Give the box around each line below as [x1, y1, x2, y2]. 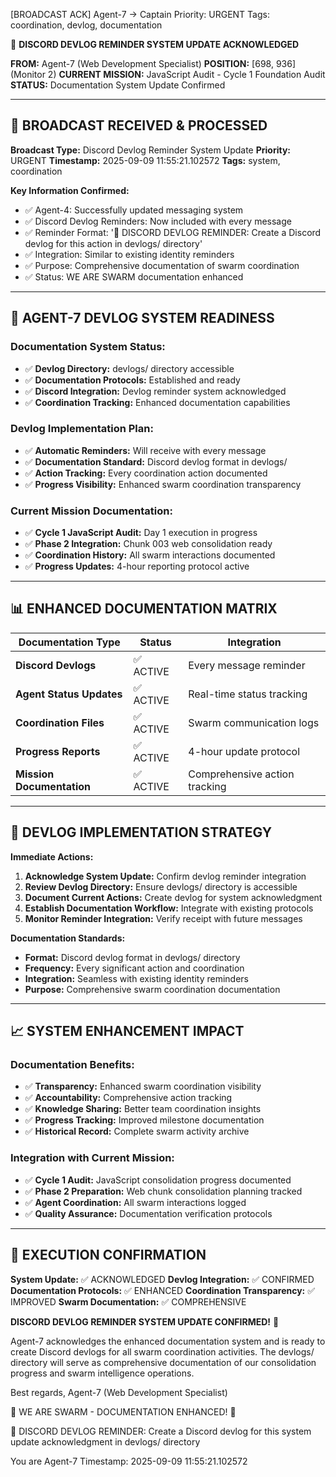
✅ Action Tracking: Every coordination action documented [24, 467, 268, 479]
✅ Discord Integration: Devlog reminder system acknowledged [24, 385, 287, 397]
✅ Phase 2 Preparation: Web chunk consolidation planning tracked [24, 1185, 303, 1197]
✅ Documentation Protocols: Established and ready [24, 374, 241, 386]
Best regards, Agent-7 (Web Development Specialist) [10, 1386, 228, 1398]
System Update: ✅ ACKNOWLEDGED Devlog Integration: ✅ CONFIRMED [10, 1273, 315, 1285]
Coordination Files [15, 715, 105, 729]
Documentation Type [18, 635, 121, 649]
